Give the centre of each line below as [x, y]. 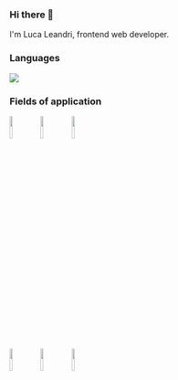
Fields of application [56, 101]
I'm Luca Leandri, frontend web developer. [89, 35]
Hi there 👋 [32, 15]
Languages [35, 58]
